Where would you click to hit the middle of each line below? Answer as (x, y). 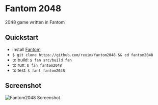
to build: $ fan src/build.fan (42, 60)
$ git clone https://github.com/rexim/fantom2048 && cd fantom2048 (82, 55)
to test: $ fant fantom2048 (39, 70)
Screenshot (23, 86)
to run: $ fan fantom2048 (37, 65)
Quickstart (22, 38)
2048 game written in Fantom (35, 22)
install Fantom (26, 49)
